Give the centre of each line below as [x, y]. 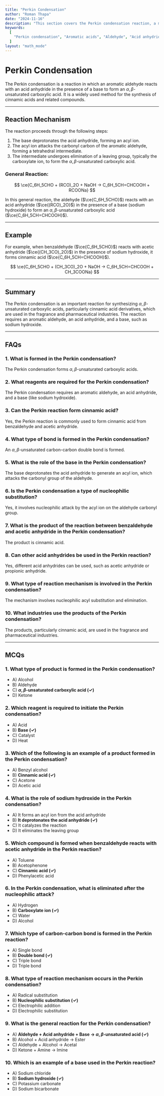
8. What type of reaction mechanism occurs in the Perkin [74, 978]
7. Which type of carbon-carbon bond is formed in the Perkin [79, 933]
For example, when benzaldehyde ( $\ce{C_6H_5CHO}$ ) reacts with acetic [80, 247]
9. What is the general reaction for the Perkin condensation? [78, 1024]
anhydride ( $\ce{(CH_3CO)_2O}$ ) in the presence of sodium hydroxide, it [79, 252]
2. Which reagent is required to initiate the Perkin [64, 708]
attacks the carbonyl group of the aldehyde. [49, 478]
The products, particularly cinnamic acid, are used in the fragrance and [77, 630]
